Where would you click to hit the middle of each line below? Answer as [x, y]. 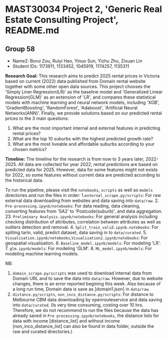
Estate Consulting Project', [62, 20]
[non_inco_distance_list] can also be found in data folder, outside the [83, 326]
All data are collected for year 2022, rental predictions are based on [88, 164]
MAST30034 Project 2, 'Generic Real [84, 9]
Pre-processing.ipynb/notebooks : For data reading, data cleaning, [73, 206]
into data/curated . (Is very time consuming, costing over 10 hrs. [78, 305]
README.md [32, 30]
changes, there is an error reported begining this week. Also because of [86, 284]
